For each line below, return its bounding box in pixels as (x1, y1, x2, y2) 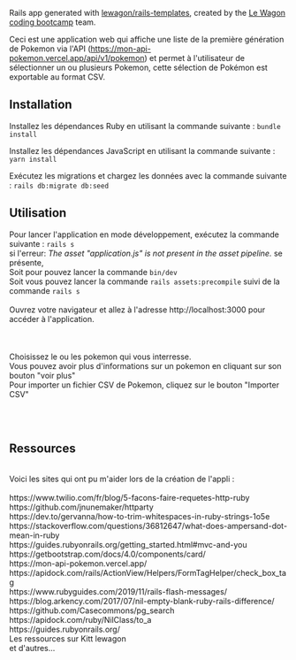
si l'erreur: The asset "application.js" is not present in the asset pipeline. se (9, 248, 283, 258)
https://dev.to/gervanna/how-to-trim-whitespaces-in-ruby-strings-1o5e (9, 511, 270, 522)
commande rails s (9, 285, 80, 295)
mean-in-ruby (9, 530, 60, 541)
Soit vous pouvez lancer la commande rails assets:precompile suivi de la (9, 276, 280, 287)
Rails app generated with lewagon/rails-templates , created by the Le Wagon (9, 8, 285, 18)
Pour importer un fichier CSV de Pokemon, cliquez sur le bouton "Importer (9, 380, 280, 390)
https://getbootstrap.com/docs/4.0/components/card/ (9, 549, 206, 560)
